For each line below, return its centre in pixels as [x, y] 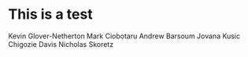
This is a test [50, 14]
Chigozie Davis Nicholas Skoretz [61, 44]
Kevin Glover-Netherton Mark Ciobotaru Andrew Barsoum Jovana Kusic [124, 36]
